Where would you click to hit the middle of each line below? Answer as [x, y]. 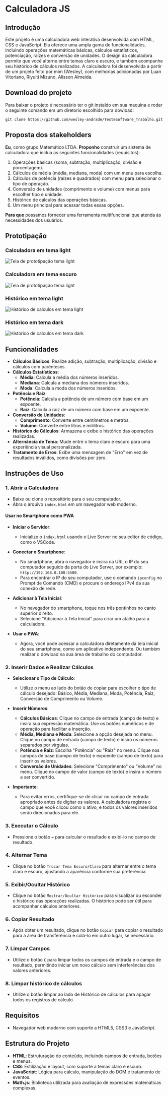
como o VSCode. [37, 542]
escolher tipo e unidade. [37, 194]
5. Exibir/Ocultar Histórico [38, 884]
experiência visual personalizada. [47, 447]
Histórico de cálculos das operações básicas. [60, 200]
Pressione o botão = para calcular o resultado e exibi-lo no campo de [84, 836]
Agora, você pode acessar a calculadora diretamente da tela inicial [89, 643]
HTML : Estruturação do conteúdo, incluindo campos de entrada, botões [87, 1056]
